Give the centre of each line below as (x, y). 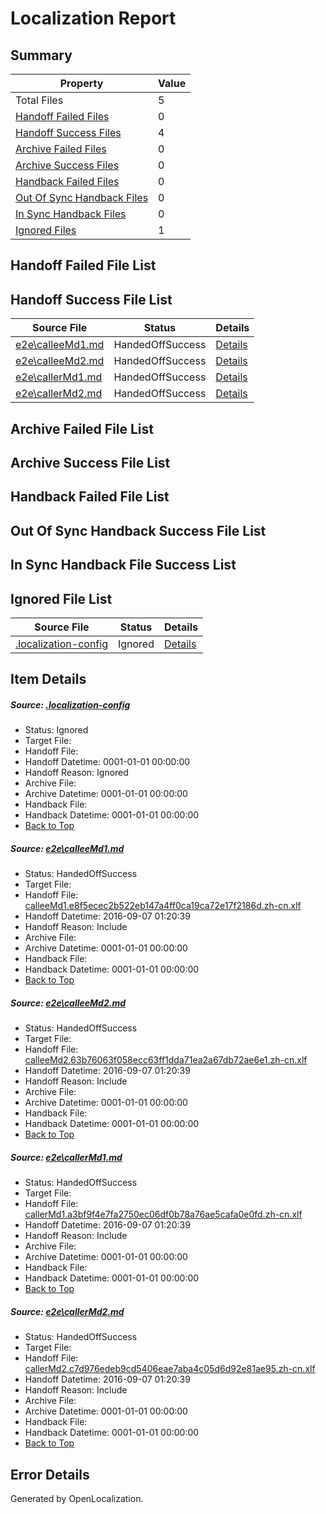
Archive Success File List (90, 462)
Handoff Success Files (68, 132)
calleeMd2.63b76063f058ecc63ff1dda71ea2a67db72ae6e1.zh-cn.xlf (166, 1060)
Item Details (48, 679)
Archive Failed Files (61, 149)
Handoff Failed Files (62, 116)
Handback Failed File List (90, 497)
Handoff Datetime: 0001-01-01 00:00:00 (107, 762)
